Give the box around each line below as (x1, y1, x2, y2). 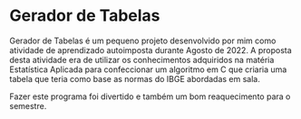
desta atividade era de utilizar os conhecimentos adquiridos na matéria (9, 54, 275, 65)
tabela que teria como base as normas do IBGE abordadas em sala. (9, 73, 261, 84)
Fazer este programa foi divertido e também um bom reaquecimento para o (9, 91, 291, 102)
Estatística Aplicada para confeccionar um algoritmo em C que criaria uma (9, 64, 287, 75)
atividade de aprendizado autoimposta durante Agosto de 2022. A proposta (9, 44, 292, 55)
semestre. (9, 100, 47, 111)
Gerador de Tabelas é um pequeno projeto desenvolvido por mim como (9, 35, 277, 46)
